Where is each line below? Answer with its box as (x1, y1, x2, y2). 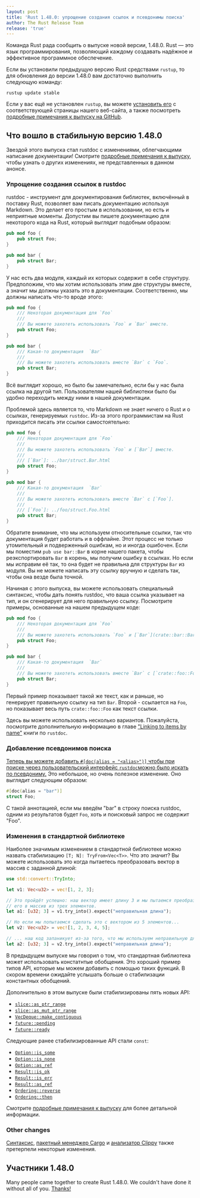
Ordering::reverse (14, 1088, 61, 1094)
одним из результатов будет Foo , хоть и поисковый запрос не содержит (6, 811, 189, 818)
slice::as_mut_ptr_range (14, 1007, 77, 1013)
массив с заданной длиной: (6, 864, 77, 872)
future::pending (14, 1020, 55, 1026)
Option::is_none (14, 1056, 55, 1062)
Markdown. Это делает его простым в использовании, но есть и (6, 206, 169, 213)
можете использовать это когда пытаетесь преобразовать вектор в (6, 858, 180, 865)
